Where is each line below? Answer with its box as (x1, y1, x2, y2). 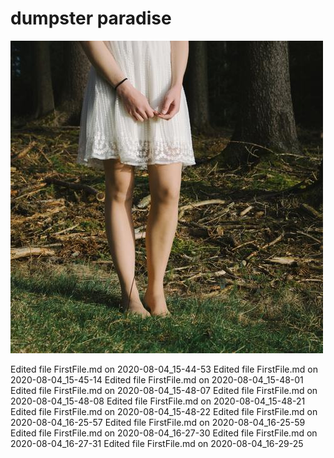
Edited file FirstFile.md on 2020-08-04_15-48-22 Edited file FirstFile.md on (10, 405, 318, 417)
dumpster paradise (10, 7, 172, 30)
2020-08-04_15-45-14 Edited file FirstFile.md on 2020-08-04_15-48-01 (10, 373, 304, 386)
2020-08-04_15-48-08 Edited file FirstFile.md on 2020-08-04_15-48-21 (10, 395, 306, 407)
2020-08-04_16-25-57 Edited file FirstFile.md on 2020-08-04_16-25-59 (10, 416, 306, 428)
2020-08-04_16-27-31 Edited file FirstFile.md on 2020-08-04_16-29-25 (10, 437, 304, 449)
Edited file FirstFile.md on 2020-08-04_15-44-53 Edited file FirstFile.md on (10, 363, 318, 375)
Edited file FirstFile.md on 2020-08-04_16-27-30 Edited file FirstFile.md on (10, 427, 318, 439)
